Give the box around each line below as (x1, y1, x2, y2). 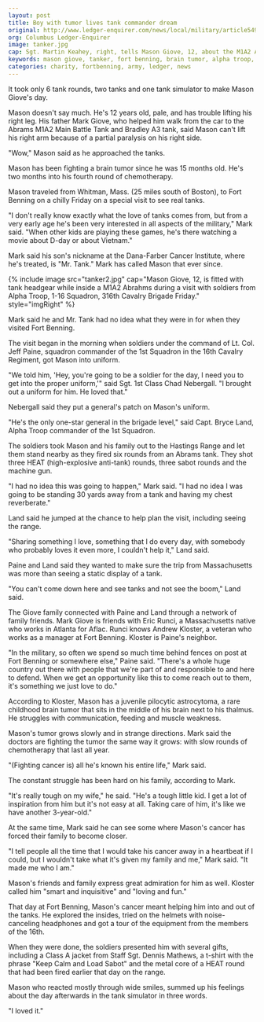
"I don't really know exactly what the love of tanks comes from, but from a (8, 210, 248, 220)
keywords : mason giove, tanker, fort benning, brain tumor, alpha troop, (8, 56, 255, 64)
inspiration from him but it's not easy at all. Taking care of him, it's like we (8, 799, 246, 808)
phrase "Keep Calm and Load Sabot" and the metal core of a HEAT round (8, 958, 245, 968)
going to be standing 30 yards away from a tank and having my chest (8, 489, 233, 499)
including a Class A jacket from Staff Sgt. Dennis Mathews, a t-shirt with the (8, 950, 254, 960)
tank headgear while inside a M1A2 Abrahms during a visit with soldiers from (8, 282, 256, 292)
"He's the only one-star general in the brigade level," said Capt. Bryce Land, (8, 417, 254, 427)
